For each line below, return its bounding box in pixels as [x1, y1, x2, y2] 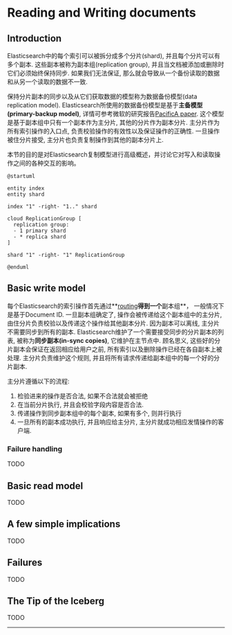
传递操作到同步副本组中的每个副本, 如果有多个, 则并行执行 [17, 409, 182, 417]
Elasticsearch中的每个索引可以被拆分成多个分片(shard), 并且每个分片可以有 [7, 52, 221, 60]
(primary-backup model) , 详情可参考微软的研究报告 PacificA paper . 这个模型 [7, 109, 224, 118]
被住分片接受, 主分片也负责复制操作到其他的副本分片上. [7, 136, 164, 143]
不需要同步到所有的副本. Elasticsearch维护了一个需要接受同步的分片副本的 [7, 328, 218, 336]
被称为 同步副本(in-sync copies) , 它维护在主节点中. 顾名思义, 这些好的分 [16, 336, 221, 344]
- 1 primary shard [13, 227, 67, 234]
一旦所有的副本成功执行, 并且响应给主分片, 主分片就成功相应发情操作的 [17, 418, 218, 426]
